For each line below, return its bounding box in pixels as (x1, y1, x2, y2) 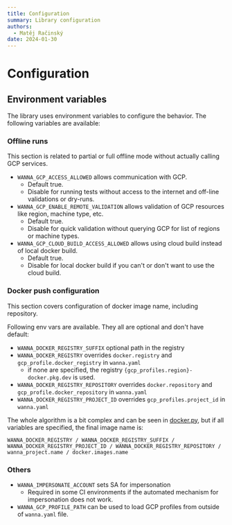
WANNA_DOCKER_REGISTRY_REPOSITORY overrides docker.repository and (17, 380, 213, 388)
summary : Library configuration (7, 17, 100, 24)
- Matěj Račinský (13, 29, 64, 37)
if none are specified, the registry (27, 365, 123, 374)
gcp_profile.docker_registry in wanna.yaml (17, 358, 141, 366)
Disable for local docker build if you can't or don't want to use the (27, 261, 215, 270)
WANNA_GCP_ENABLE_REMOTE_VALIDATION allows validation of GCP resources (17, 203, 225, 211)
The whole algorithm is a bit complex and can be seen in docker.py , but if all (7, 415, 224, 424)
